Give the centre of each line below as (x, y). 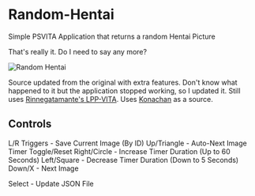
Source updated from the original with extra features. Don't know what (123, 82)
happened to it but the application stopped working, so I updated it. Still (124, 90)
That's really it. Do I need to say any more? (78, 51)
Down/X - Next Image (43, 168)
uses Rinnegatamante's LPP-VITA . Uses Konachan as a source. (111, 99)
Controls (30, 124)
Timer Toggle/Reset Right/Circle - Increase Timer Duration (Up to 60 (119, 151)
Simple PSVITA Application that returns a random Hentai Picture (112, 36)
